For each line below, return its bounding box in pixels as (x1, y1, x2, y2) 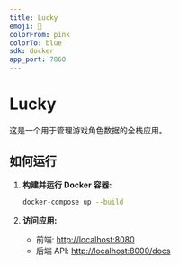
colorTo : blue (9, 38, 63, 48)
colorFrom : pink (9, 30, 70, 39)
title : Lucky (9, 13, 58, 23)
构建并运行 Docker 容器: (22, 179, 112, 190)
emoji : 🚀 (9, 22, 42, 31)
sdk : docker (9, 47, 54, 56)
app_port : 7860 (9, 55, 67, 64)
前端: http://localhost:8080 (35, 233, 135, 244)
